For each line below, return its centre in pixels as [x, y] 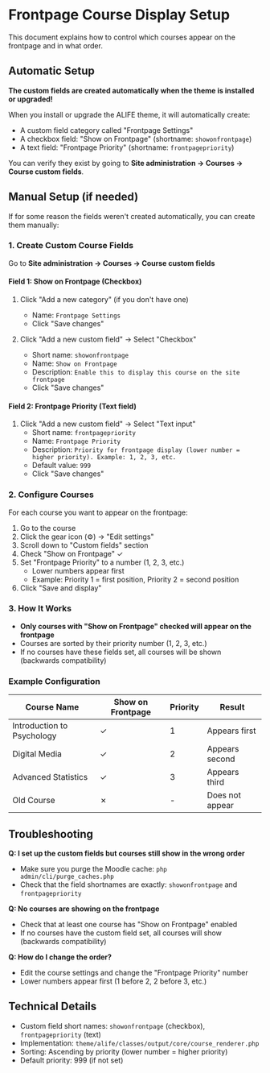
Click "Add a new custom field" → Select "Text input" [108, 424]
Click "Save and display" [61, 588]
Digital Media [37, 754]
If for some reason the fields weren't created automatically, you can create [132, 216]
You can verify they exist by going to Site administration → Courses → [126, 163]
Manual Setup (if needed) [74, 197]
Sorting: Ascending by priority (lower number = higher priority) [124, 1051]
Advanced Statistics [50, 777]
